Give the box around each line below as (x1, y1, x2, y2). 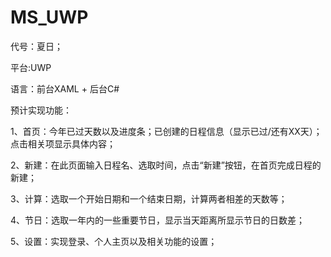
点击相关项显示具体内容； (10, 137, 116, 150)
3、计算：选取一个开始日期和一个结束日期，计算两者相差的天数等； (10, 192, 288, 205)
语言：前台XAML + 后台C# (10, 82, 120, 95)
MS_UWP (10, 6, 89, 29)
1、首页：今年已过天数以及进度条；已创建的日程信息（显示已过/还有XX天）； (10, 125, 323, 137)
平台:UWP (10, 61, 52, 73)
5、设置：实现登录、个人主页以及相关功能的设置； (10, 235, 218, 247)
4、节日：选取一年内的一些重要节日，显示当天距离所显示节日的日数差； (10, 214, 306, 226)
